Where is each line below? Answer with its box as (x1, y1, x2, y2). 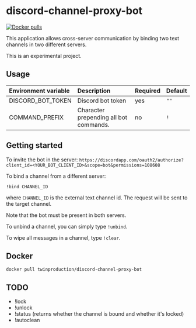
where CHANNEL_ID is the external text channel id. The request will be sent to (6, 194, 188, 201)
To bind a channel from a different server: (6, 172, 106, 179)
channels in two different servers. (6, 41, 87, 48)
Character (77, 106, 105, 114)
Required (135, 87, 161, 95)
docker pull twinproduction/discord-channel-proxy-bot (6, 267, 142, 272)
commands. (77, 120, 110, 129)
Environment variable (9, 87, 70, 95)
